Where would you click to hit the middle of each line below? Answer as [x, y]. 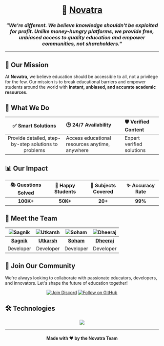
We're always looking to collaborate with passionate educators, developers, [81, 278]
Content [134, 130]
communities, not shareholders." [82, 44]
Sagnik [19, 241]
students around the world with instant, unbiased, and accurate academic [81, 87]
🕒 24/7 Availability [88, 125]
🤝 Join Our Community [40, 266]
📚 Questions [26, 185]
